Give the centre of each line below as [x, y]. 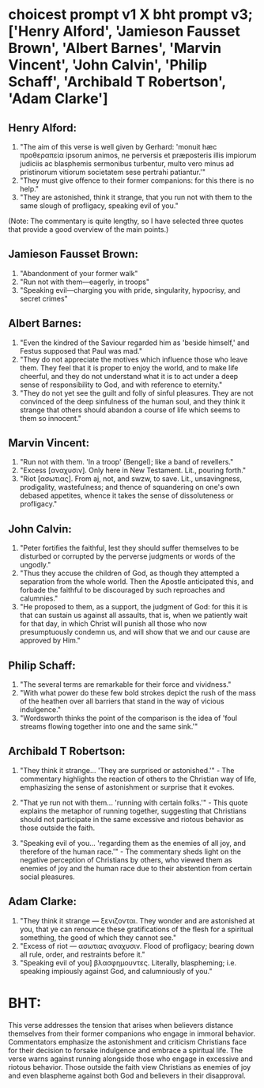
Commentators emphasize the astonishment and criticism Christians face [128, 1041]
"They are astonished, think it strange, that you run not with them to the [136, 197]
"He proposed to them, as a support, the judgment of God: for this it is [134, 607]
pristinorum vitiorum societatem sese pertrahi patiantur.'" [113, 172]
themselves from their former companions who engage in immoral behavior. [132, 1033]
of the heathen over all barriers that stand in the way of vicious [122, 701]
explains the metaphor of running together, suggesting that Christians [133, 811]
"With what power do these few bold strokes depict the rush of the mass [138, 693]
